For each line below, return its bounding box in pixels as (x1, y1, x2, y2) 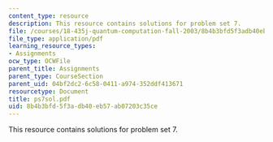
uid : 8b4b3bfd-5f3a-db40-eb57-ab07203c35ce (8, 102, 158, 110)
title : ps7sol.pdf (8, 95, 71, 103)
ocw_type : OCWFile (8, 58, 71, 66)
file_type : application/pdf (8, 34, 104, 43)
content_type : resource (8, 11, 89, 20)
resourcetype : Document (8, 87, 89, 96)
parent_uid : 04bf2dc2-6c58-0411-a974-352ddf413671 (8, 80, 184, 88)
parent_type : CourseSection (8, 72, 104, 80)
